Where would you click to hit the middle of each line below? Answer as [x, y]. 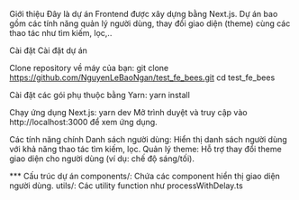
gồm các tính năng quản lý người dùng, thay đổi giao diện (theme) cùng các [150, 23]
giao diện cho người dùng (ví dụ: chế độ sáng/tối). [102, 159]
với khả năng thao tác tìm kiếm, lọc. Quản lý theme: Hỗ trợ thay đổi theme [145, 149]
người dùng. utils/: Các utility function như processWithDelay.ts [126, 186]
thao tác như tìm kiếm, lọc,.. [61, 33]
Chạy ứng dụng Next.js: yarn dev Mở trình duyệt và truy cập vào [128, 112]
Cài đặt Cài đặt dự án [49, 50]
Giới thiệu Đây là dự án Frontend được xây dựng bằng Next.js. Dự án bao [144, 14]
